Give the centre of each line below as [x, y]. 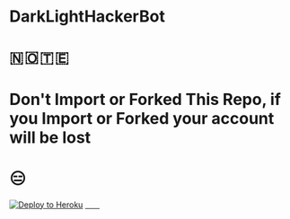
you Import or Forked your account [142, 118]
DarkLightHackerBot [88, 17]
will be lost [50, 137]
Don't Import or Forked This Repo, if [145, 99]
